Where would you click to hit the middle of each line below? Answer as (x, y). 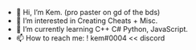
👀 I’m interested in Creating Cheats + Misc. (87, 21)
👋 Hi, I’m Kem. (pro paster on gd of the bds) (88, 12)
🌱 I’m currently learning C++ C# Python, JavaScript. (102, 29)
